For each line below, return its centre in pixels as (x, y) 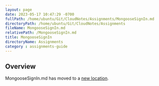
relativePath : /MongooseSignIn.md (41, 33)
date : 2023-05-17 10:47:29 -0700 (40, 14)
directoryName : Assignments (34, 42)
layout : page (19, 10)
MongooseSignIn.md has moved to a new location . (57, 78)
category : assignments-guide (37, 46)
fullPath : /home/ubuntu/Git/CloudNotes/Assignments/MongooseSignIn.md (80, 19)
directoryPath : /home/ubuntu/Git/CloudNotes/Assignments (65, 23)
